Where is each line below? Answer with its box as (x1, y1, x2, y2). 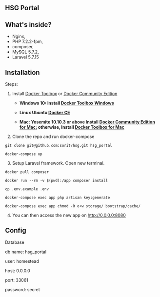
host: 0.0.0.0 (5, 268, 30, 274)
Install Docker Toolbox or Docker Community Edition (12, 91, 118, 97)
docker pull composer (5, 170, 49, 175)
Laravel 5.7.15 (12, 54, 39, 60)
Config (5, 226, 26, 235)
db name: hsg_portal (5, 249, 47, 255)
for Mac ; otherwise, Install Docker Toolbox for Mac (19, 124, 124, 130)
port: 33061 (5, 277, 28, 283)
